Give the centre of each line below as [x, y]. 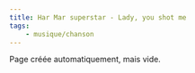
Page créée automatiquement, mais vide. [85, 60]
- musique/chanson [60, 34]
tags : [19, 26]
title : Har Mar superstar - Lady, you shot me [98, 17]
